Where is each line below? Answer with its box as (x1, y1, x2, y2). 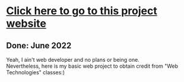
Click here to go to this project (6, 4, 157, 18)
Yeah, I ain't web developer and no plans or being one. (6, 56, 139, 63)
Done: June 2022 (6, 40, 72, 51)
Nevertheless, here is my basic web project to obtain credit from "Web (6, 62, 179, 70)
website (6, 17, 46, 30)
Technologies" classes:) (6, 69, 65, 75)
